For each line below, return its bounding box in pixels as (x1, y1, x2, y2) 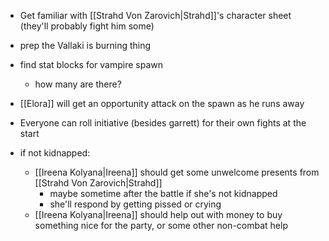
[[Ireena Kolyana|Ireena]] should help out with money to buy (34, 209, 283, 220)
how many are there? (34, 78, 122, 90)
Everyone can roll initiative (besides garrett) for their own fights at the (19, 117, 307, 129)
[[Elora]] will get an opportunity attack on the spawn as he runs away (19, 98, 305, 109)
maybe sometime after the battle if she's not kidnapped (49, 188, 278, 199)
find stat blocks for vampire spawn (19, 59, 164, 70)
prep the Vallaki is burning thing (19, 40, 152, 51)
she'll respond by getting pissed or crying (49, 198, 222, 210)
